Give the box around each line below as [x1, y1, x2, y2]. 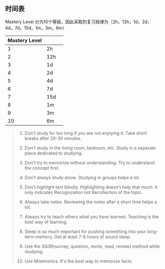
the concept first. [24, 165, 60, 171]
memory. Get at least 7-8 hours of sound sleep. [35, 233, 132, 239]
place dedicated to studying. [24, 150, 83, 156]
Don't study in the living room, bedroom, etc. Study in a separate [24, 145, 156, 151]
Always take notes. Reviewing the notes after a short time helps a [24, 199, 157, 205]
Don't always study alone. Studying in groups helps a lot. [24, 174, 140, 180]
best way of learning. [24, 219, 68, 225]
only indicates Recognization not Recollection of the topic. [24, 189, 143, 195]
